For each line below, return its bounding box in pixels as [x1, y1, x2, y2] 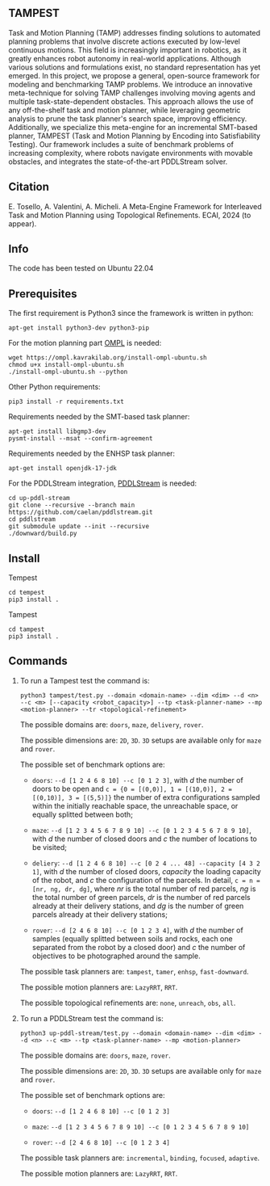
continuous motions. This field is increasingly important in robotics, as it [8, 44, 247, 55]
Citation [8, 180, 50, 194]
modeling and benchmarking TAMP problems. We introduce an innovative [8, 79, 253, 89]
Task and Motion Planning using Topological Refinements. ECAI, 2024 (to [8, 210, 251, 220]
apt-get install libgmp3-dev [8, 427, 106, 435]
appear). [8, 218, 37, 229]
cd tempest [8, 589, 45, 597]
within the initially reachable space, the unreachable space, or [31, 801, 239, 810]
